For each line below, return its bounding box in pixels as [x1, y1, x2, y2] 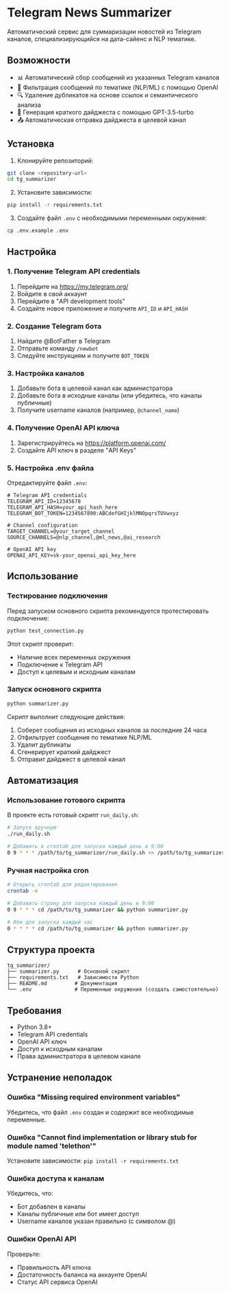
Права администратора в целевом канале [16, 1052, 142, 1061]
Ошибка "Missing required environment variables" [7, 1092, 181, 1102]
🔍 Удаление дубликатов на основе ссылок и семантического [16, 90, 199, 99]
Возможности [7, 55, 71, 67]
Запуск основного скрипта [7, 684, 102, 694]
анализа [16, 101, 41, 109]
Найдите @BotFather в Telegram [16, 337, 111, 346]
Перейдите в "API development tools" [16, 297, 125, 305]
